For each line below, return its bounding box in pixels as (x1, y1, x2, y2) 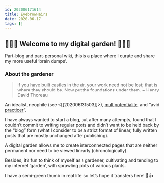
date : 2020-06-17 (5, 16, 41, 21)
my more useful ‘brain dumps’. (5, 58, 67, 64)
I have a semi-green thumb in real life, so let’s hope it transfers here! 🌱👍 (5, 173, 153, 179)
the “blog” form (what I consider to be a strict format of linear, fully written (5, 127, 158, 133)
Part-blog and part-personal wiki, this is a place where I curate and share (5, 53, 155, 59)
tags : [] (5, 21, 23, 26)
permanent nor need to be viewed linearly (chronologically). (5, 148, 128, 154)
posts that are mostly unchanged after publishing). (5, 133, 109, 139)
